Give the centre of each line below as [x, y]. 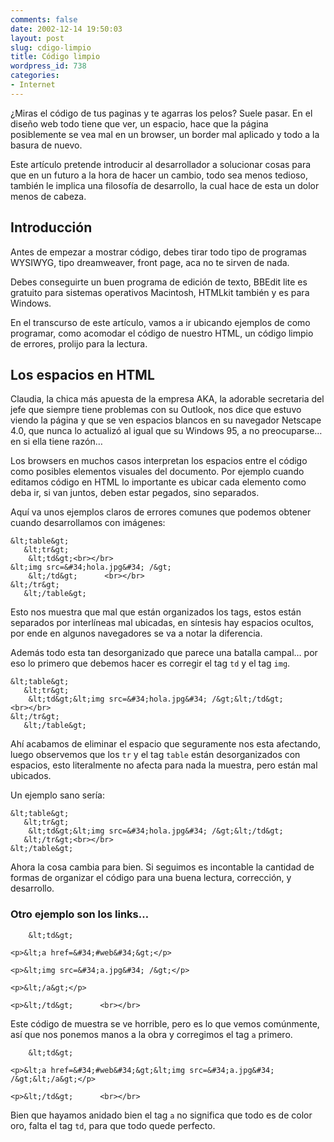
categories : [35, 76]
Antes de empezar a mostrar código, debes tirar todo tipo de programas [158, 252]
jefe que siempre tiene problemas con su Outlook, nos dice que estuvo [156, 410]
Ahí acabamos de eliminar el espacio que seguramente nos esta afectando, [165, 744]
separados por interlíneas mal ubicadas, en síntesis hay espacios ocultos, [162, 623]
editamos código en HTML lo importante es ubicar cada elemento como [158, 482]
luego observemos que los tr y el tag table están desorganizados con [155, 755]
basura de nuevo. [46, 145]
